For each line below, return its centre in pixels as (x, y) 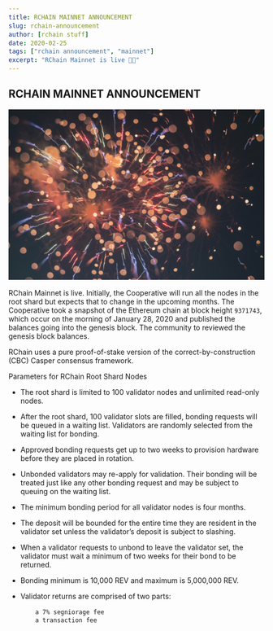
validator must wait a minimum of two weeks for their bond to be (128, 556)
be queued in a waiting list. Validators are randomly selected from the (136, 425)
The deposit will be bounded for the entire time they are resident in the (139, 523)
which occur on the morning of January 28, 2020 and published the (122, 319)
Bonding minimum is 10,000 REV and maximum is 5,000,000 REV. (130, 581)
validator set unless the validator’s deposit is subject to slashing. (128, 532)
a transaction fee (66, 620)
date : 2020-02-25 (38, 43)
